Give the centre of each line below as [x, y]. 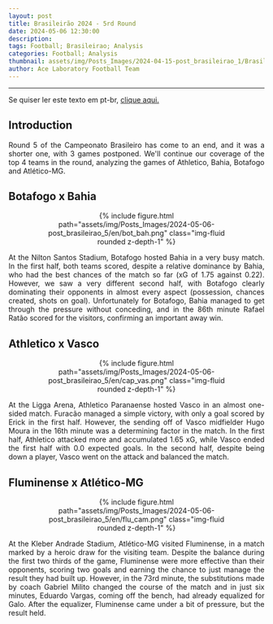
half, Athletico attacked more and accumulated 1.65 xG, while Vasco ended [136, 439]
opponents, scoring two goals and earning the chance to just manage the [136, 569]
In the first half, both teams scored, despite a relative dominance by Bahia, [136, 266]
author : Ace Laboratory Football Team [74, 69]
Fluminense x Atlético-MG [76, 482]
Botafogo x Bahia [52, 196]
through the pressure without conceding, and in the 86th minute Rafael [136, 309]
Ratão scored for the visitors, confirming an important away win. [116, 318]
